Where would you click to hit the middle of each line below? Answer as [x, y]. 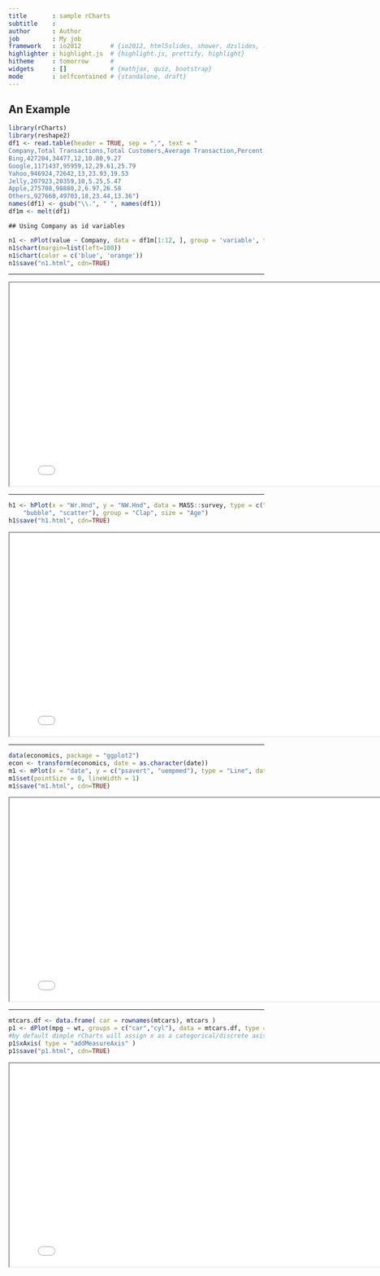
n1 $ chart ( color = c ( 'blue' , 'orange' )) [76, 256]
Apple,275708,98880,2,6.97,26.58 [65, 189]
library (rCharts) [38, 128]
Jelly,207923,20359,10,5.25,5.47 [65, 181]
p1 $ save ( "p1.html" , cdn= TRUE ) [60, 1051]
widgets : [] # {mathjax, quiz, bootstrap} [110, 69]
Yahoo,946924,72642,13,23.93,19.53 [69, 173]
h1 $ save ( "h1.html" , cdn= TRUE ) [60, 521]
